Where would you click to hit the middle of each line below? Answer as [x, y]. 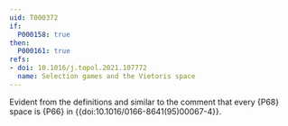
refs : [19, 59]
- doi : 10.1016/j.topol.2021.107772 [78, 68]
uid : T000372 [34, 18]
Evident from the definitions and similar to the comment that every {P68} [144, 102]
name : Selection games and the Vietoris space [107, 76]
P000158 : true [44, 34]
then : [19, 43]
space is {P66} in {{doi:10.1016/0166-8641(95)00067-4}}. [116, 111]
